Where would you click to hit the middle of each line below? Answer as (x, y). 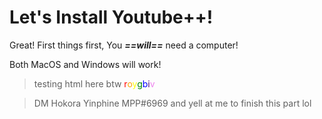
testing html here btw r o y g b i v (94, 83)
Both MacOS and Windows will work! (85, 64)
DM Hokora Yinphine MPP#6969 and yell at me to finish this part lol (172, 103)
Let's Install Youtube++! (111, 17)
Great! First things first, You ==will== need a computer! (124, 45)
